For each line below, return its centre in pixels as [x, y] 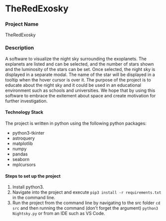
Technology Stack [24, 112]
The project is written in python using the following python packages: [76, 123]
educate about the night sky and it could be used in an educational [73, 85]
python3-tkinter [28, 133]
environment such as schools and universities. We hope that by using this [80, 90]
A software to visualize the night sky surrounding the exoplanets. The [76, 59]
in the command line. [34, 198]
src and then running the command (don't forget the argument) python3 [85, 208]
